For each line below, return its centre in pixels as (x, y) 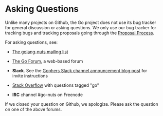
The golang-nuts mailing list (40, 52)
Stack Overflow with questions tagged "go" (55, 85)
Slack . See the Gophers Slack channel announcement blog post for (80, 70)
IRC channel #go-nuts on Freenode (47, 95)
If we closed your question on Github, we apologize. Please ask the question (82, 104)
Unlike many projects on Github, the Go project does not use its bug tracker (81, 22)
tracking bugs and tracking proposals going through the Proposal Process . (80, 33)
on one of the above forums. (34, 109)
